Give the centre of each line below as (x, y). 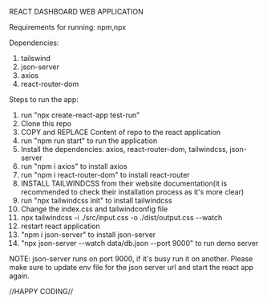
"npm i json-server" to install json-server (88, 235)
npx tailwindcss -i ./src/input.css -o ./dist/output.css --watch (121, 217)
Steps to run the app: (44, 99)
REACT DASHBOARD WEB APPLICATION (76, 12)
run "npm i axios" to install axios (74, 166)
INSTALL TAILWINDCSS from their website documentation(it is (124, 183)
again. (20, 276)
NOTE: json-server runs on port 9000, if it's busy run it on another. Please (131, 259)
